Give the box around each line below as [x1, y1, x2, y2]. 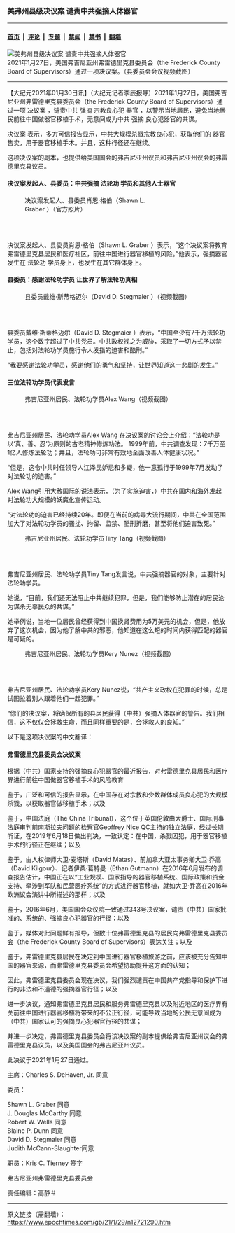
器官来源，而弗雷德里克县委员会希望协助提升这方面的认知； [19, 961, 191, 970]
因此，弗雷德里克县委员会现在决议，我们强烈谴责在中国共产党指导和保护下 [7, 976, 222, 984]
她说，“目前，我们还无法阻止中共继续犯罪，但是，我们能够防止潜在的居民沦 [7, 594, 225, 602]
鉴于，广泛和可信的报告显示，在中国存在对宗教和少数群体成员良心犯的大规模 [7, 790, 228, 799]
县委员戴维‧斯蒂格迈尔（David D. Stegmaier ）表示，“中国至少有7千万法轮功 [7, 328, 226, 337]
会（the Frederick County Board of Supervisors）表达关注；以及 [7, 938, 192, 946]
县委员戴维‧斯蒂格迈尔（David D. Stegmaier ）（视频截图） [24, 292, 191, 300]
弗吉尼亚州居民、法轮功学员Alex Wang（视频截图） [24, 395, 173, 403]
